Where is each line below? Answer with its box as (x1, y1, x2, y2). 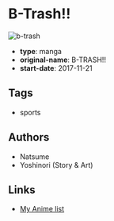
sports (19, 107, 41, 117)
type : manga (19, 46, 62, 56)
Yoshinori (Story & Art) (19, 160, 93, 169)
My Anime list (19, 204, 65, 214)
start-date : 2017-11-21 (19, 63, 93, 72)
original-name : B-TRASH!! (19, 55, 107, 64)
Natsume (19, 152, 50, 161)
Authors (8, 130, 50, 144)
